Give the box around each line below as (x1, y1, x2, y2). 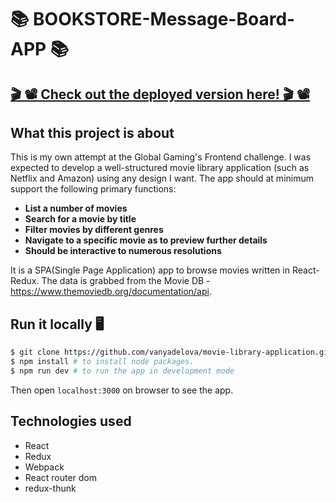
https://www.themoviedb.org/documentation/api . (10, 286, 212, 298)
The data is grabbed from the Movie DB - (41, 275, 211, 287)
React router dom (24, 471, 98, 483)
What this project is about (10, 124, 175, 141)
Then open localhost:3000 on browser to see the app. (10, 384, 234, 396)
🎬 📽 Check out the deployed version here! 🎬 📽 (10, 86, 311, 103)
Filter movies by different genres (24, 224, 164, 236)
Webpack (24, 461, 65, 473)
